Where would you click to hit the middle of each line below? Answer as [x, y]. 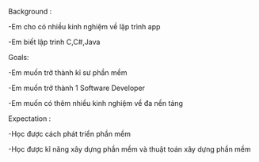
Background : [30, 11]
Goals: [19, 57]
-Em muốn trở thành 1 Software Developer [76, 88]
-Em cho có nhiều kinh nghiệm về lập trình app [84, 26]
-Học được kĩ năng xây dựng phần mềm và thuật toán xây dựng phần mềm [129, 149]
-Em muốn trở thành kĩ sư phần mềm [68, 73]
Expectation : [30, 119]
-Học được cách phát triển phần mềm [70, 134]
